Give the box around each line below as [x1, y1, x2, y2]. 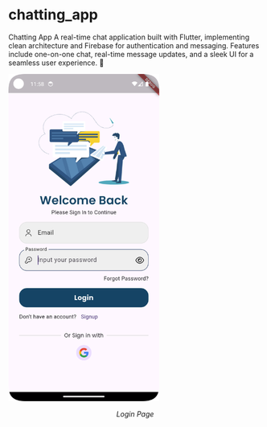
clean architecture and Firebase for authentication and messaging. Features [8, 40, 260, 50]
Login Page [116, 409, 154, 419]
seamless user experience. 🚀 [8, 58, 105, 68]
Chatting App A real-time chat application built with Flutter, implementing [8, 32, 250, 42]
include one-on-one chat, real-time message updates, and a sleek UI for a [8, 49, 254, 59]
